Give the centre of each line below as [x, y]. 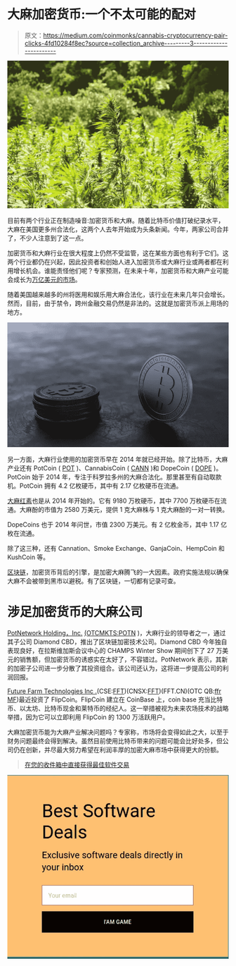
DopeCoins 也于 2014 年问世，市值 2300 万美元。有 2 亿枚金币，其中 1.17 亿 [117, 524]
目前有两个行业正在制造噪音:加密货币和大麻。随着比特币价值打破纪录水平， [116, 221]
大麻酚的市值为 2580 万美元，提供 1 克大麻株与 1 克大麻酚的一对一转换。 [124, 509]
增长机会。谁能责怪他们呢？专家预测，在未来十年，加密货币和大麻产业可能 [121, 271]
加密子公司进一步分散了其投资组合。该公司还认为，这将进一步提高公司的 [118, 668]
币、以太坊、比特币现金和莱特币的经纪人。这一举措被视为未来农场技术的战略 [118, 708]
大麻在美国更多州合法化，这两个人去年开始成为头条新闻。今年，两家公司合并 [118, 229]
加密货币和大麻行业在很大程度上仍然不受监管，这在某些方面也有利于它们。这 [118, 253]
